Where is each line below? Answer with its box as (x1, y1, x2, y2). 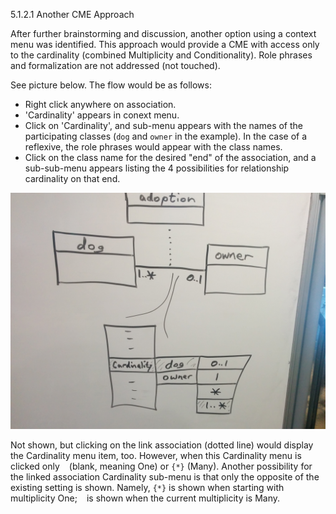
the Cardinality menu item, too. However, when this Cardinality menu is (10, 450, 302, 461)
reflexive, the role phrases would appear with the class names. (24, 141, 283, 153)
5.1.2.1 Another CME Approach (10, 9, 135, 20)
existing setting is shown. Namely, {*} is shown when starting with (10, 482, 285, 493)
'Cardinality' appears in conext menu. (24, 109, 180, 121)
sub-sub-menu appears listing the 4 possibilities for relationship (24, 162, 290, 174)
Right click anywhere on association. (24, 99, 177, 110)
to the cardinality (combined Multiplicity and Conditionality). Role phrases (10, 49, 313, 61)
